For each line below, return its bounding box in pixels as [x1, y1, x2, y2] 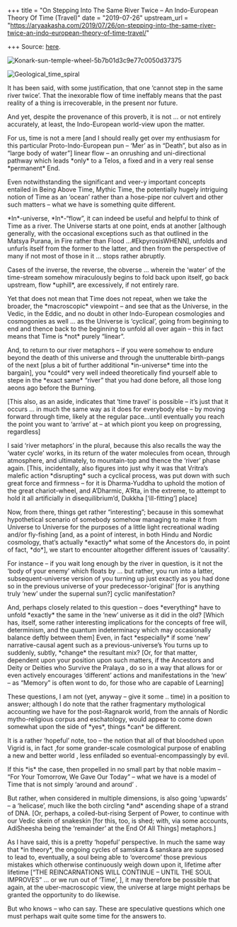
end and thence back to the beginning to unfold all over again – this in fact [7, 324, 224, 333]
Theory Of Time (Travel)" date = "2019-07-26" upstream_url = [7, 13, 189, 22]
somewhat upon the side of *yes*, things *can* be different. [7, 723, 182, 730]
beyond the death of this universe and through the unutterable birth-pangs [7, 353, 225, 361]
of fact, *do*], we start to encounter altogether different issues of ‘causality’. [7, 546, 230, 554]
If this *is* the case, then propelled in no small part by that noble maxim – [7, 765, 221, 773]
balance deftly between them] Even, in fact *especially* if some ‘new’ [7, 633, 211, 642]
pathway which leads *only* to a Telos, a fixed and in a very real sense [7, 156, 214, 165]
